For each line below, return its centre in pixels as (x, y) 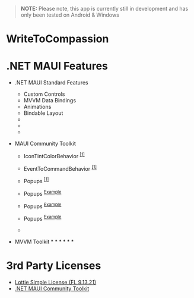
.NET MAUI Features (57, 66)
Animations (37, 107)
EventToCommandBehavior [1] (60, 168)
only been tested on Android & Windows (70, 15)
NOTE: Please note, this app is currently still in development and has (104, 9)
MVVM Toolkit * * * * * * (44, 242)
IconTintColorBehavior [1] (54, 156)
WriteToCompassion (58, 39)
